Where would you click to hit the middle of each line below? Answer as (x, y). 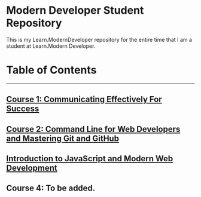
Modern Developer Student (75, 10)
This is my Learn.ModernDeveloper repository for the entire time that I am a (99, 39)
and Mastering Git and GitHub (63, 138)
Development (32, 168)
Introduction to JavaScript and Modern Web (90, 159)
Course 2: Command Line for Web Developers (93, 129)
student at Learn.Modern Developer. (51, 46)
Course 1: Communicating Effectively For (84, 99)
